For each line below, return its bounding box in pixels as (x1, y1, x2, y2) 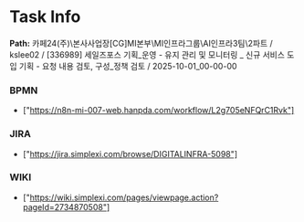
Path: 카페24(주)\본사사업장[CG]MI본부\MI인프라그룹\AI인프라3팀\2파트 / (9, 37, 274, 48)
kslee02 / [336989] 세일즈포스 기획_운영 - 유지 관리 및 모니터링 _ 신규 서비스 (9, 48, 286, 60)
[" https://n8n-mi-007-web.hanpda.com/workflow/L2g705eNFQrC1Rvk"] (22, 105, 295, 116)
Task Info (9, 6, 81, 27)
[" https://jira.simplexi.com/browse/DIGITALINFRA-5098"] (22, 148, 238, 159)
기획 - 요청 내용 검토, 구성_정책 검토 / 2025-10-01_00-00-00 (18, 60, 237, 71)
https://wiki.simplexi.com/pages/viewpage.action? (29, 192, 219, 203)
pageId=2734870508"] (22, 201, 110, 212)
